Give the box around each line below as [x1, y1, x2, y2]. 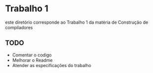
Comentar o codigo [12, 52, 52, 58]
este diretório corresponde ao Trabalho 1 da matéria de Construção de [5, 19, 149, 25]
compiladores [5, 24, 33, 30]
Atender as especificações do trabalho [12, 62, 91, 68]
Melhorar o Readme [12, 57, 53, 63]
